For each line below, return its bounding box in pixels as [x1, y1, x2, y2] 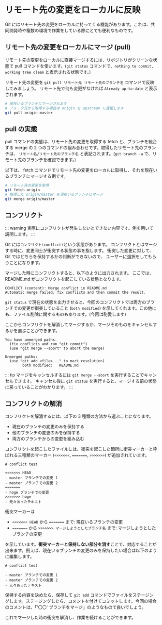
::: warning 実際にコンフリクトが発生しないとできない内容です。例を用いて [5, 225, 154, 231]
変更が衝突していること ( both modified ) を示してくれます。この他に [21, 305, 157, 311]
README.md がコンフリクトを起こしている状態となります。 [5, 276, 124, 282]
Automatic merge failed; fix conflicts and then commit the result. [5, 290, 146, 295]
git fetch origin [5, 187, 40, 192]
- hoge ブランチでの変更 [5, 490, 49, 495]
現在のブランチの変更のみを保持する [12, 423, 85, 430]
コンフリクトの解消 [5, 399, 62, 408]
